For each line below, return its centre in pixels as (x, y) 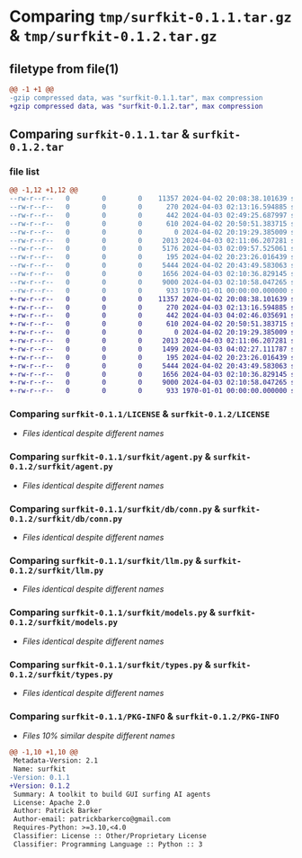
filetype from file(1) (64, 69)
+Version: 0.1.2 (40, 786)
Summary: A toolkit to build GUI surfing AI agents (112, 794)
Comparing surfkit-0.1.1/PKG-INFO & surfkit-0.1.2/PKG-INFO (144, 716)
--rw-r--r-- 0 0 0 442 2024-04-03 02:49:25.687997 (148, 215)
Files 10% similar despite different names (98, 736)
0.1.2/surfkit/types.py (62, 675)
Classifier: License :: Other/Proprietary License (110, 836)
